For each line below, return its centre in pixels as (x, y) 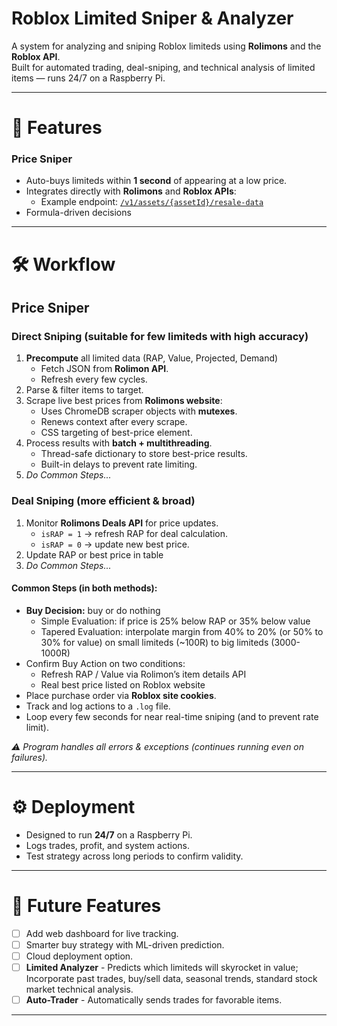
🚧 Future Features (86, 905)
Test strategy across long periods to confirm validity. (134, 856)
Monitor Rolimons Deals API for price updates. (122, 523)
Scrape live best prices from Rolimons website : (124, 401)
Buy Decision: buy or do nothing (93, 610)
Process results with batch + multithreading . (119, 443)
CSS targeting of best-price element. (116, 433)
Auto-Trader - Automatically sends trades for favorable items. (154, 999)
